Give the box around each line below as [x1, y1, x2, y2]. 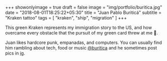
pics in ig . [5, 50, 25, 56]
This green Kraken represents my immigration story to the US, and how [5, 24, 152, 30]
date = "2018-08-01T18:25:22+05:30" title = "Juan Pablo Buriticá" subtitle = [5, 9, 162, 15]
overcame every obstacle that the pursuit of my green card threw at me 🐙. [5, 30, 158, 35]
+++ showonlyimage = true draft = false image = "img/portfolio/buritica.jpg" [5, 4, 162, 10]
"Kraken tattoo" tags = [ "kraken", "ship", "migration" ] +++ [5, 15, 127, 20]
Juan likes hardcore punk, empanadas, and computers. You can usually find [5, 39, 162, 45]
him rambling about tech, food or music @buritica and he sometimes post [5, 45, 157, 50]
